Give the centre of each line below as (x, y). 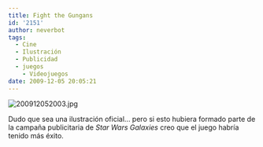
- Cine (26, 45)
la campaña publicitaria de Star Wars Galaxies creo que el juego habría (124, 127)
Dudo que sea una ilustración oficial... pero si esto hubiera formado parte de (132, 119)
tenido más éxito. (36, 135)
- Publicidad (37, 60)
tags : (17, 37)
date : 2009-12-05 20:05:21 (52, 81)
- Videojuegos (45, 74)
